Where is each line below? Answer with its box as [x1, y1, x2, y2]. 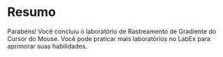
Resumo [7, 4, 56, 20]
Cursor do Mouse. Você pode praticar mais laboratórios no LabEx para [7, 34, 211, 42]
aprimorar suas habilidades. [7, 42, 87, 50]
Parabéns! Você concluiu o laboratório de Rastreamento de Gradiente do [7, 27, 217, 35]
